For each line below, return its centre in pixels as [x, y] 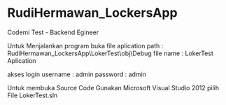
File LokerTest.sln [33, 95]
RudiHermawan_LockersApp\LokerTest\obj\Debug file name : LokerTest [110, 53]
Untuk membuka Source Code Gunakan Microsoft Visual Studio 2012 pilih [113, 87]
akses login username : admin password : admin [77, 74]
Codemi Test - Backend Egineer [53, 32]
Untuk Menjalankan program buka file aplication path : [85, 45]
